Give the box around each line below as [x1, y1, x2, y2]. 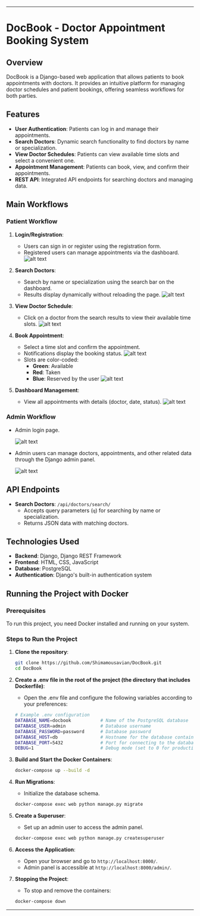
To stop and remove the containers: [23, 887, 111, 894]
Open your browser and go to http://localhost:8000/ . [23, 857, 158, 864]
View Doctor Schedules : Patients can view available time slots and [14, 150, 180, 158]
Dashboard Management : [14, 387, 79, 394]
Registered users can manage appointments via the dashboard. [23, 248, 180, 256]
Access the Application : [14, 846, 76, 853]
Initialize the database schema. [23, 790, 100, 797]
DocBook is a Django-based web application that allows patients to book [6, 73, 185, 80]
